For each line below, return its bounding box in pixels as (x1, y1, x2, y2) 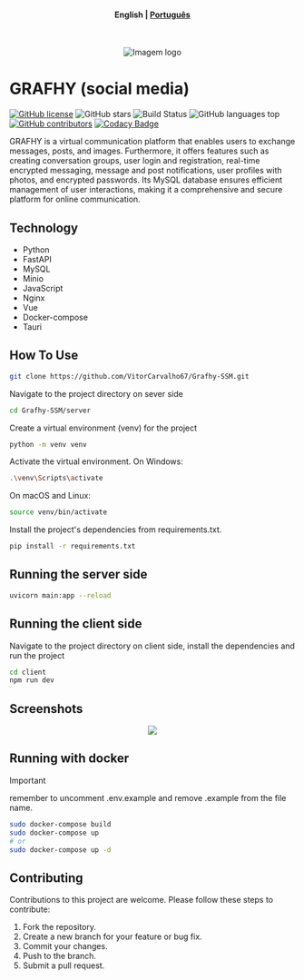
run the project (9, 649, 65, 660)
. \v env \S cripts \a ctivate (9, 474, 103, 483)
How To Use (9, 348, 79, 363)
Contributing (9, 870, 83, 886)
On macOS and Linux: (9, 490, 91, 501)
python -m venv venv (9, 440, 88, 449)
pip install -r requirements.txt (9, 542, 136, 551)
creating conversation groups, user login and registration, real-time (9, 155, 260, 166)
